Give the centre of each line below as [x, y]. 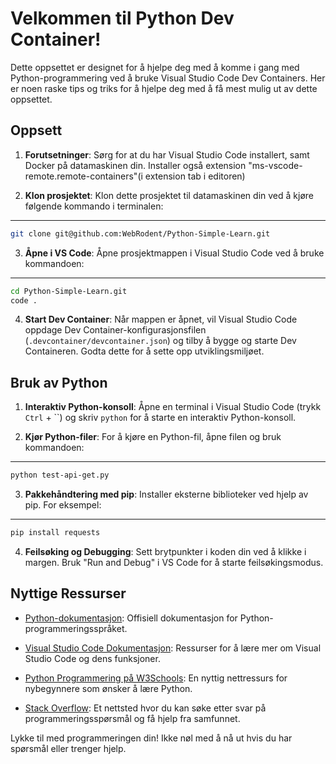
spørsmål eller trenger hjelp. [68, 748]
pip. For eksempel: [63, 505]
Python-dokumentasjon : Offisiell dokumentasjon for [131, 618]
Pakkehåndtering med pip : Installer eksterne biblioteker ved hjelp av [166, 494]
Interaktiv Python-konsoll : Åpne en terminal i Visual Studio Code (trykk [173, 407]
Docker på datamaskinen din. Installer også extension [135, 165]
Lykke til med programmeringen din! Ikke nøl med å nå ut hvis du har [151, 738]
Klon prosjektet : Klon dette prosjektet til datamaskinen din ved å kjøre [169, 195]
